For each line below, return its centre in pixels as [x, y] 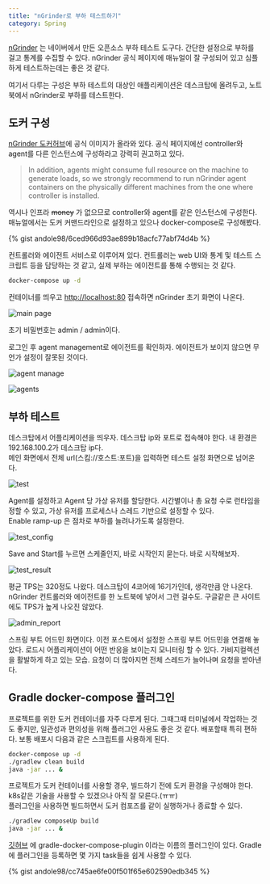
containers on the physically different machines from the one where [141, 187]
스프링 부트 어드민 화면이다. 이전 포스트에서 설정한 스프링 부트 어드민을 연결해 [130, 640]
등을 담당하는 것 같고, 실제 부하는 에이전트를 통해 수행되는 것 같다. [133, 265]
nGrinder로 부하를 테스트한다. [77, 95]
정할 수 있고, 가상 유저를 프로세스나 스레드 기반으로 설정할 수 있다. [112, 511]
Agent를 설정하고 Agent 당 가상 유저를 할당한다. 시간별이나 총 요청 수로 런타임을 [134, 501]
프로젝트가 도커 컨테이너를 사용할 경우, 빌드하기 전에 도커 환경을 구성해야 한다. [131, 785]
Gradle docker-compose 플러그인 [91, 698]
